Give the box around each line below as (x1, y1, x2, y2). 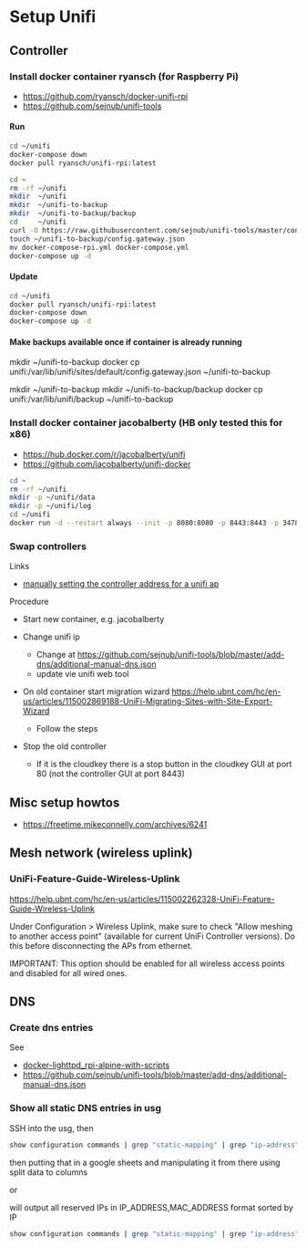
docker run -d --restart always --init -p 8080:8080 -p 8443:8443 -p (9, 518, 280, 528)
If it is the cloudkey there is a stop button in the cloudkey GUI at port (36, 759, 292, 770)
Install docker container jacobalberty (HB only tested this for (9, 417, 283, 430)
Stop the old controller (22, 741, 107, 752)
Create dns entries (9, 1022, 94, 1035)
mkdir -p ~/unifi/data (9, 493, 96, 503)
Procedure (9, 596, 49, 608)
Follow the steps (36, 723, 98, 734)
